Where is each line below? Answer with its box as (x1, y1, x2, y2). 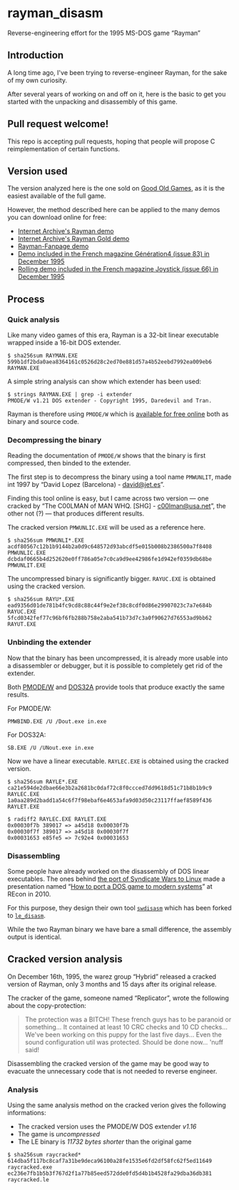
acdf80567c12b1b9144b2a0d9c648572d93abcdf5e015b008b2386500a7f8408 (7, 543, 213, 550)
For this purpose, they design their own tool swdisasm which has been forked (7, 903, 232, 912)
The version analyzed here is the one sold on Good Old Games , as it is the (7, 184, 225, 193)
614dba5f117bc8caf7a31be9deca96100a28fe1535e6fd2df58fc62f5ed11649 (7, 1158, 213, 1165)
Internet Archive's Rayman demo (17, 227, 114, 236)
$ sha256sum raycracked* (7, 1151, 81, 1159)
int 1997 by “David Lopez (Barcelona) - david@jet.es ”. (7, 480, 165, 489)
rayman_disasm (7, 5, 103, 21)
